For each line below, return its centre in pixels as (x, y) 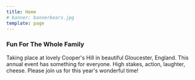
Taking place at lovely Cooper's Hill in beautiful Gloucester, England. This (97, 58)
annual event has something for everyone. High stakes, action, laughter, (96, 64)
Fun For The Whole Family (45, 44)
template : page (25, 23)
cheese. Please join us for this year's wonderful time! (72, 70)
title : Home (21, 12)
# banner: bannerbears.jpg (40, 18)
